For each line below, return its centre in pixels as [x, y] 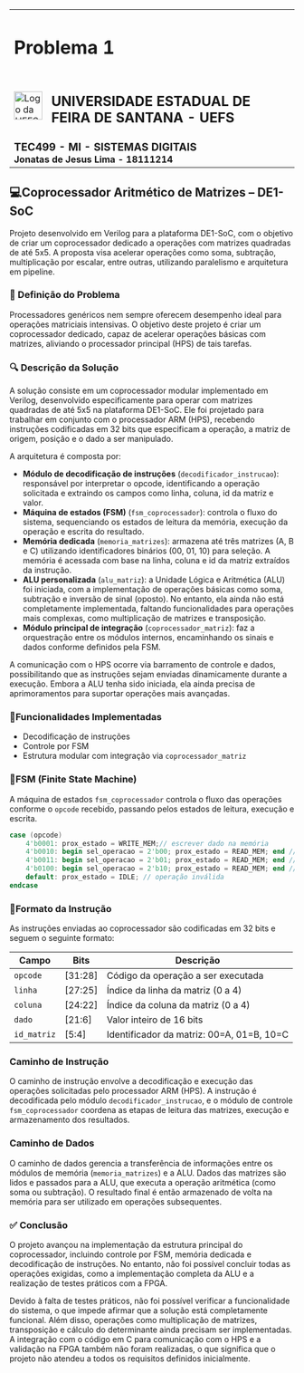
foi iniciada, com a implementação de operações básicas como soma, [152, 590]
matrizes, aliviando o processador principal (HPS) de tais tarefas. [131, 343]
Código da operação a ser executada [185, 975]
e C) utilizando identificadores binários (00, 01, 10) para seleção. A [147, 551]
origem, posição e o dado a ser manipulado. [91, 439]
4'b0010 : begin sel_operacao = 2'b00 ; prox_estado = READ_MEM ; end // [161, 852]
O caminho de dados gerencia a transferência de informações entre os [141, 1163]
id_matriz [35, 1035]
